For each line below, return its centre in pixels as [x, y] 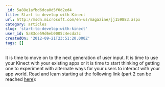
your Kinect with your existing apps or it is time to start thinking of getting [82, 63]
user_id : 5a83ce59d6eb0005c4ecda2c [43, 34]
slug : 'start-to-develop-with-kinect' [46, 29]
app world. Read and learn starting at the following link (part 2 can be [78, 74]
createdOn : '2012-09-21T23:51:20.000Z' [48, 39]
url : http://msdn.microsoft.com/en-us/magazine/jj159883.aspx [73, 19]
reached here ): [21, 79]
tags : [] [15, 43]
